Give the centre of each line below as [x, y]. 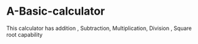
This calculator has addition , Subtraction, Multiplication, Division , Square [99, 28]
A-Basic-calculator [56, 11]
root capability [24, 34]
